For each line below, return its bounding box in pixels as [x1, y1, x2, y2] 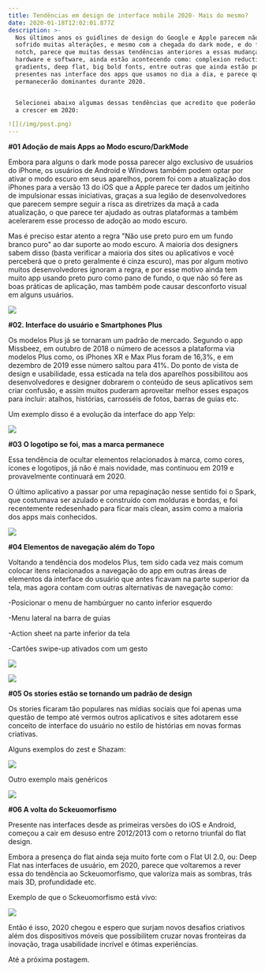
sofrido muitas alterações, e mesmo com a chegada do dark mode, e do [15, 41, 252, 49]
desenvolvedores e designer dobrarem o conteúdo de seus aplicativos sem [8, 377, 253, 387]
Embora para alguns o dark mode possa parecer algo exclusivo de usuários [8, 157, 254, 167]
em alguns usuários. [8, 290, 74, 300]
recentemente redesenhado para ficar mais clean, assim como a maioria [8, 504, 243, 513]
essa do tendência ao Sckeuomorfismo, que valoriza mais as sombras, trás [8, 869, 252, 879]
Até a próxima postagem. [8, 955, 90, 964]
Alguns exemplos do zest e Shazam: [8, 745, 126, 754]
